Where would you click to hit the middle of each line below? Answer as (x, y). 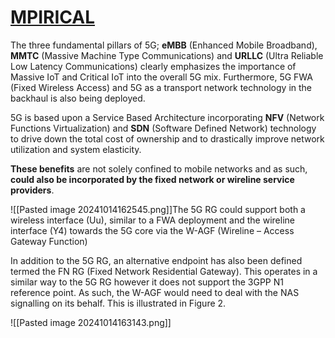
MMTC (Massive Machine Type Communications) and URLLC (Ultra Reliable (167, 55)
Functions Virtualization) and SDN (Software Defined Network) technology (163, 128)
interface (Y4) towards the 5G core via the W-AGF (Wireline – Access (152, 230)
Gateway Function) (49, 241)
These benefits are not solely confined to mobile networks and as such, (159, 168)
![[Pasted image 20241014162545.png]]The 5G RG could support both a (158, 209)
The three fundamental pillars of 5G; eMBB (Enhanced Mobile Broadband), (164, 45)
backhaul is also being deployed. (78, 98)
